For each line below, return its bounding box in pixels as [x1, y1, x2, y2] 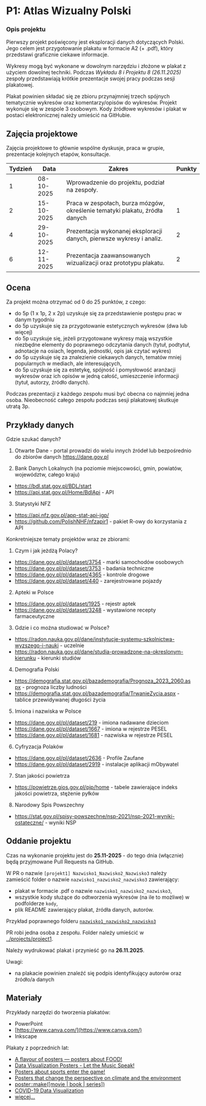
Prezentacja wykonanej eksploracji [66, 227, 163, 236]
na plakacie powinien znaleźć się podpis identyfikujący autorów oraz [14, 970, 182, 977]
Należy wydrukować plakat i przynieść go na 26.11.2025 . [6, 947, 145, 954]
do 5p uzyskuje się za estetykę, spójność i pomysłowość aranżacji [14, 366, 176, 373]
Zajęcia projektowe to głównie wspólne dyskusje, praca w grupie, [6, 145, 165, 152]
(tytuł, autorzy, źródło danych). [14, 379, 90, 386]
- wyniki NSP [45, 819, 77, 826]
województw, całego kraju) [14, 471, 80, 478]
